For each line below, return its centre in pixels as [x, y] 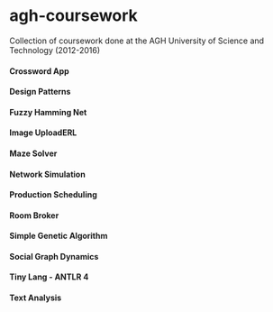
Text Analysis [36, 298]
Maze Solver [33, 153]
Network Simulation [47, 174]
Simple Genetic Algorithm [59, 236]
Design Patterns [40, 92]
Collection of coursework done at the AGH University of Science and [136, 41]
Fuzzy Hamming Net [48, 112]
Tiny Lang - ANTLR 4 [49, 277]
